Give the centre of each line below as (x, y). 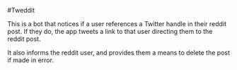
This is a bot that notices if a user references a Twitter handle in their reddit (117, 24)
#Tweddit (21, 10)
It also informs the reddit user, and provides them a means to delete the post (119, 53)
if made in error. (31, 60)
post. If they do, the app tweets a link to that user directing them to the (110, 31)
